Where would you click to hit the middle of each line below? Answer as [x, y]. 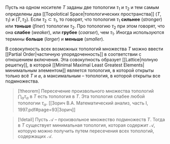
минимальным [21, 70]
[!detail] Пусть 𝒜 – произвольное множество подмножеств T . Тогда [91, 119]
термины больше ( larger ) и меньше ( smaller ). [55, 39]
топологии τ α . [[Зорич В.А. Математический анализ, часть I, [83, 103]
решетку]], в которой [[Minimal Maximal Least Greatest [64, 65]
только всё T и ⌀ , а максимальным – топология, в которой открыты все [83, 76]
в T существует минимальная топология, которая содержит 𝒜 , [86, 125]
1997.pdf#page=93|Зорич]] [46, 110]
